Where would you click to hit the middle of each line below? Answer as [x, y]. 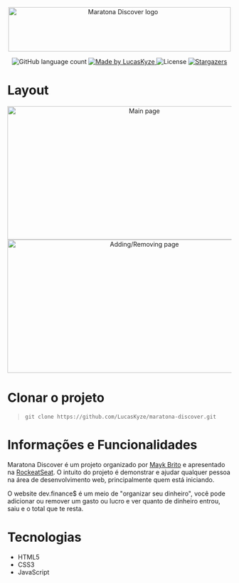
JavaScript [33, 572]
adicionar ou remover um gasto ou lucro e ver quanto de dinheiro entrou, [114, 501]
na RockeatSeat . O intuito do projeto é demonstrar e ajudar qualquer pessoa [119, 472]
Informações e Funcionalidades [102, 445]
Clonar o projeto [56, 398]
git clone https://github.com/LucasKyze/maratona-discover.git [121, 417]
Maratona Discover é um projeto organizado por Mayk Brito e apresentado [116, 464]
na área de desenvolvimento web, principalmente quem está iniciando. [111, 479]
